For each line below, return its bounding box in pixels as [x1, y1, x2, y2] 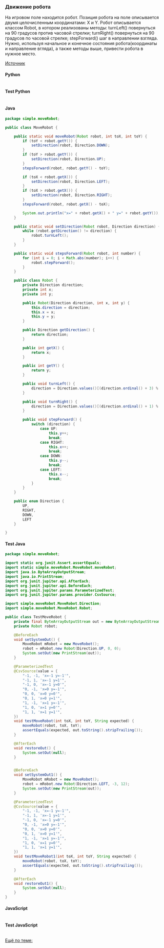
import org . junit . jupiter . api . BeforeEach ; [5, 583, 93, 588]
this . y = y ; [31, 314, 56, 319]
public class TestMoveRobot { [5, 615, 67, 620]
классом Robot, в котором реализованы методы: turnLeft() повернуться [5, 25, 156, 31]
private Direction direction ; [22, 283, 84, 288]
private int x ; [22, 287, 54, 292]
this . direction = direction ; [31, 305, 91, 310]
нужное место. [5, 51, 37, 57]
